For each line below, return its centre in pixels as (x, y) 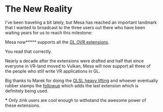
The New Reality (39, 9)
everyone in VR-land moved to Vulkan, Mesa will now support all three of (78, 66)
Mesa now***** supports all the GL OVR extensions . (57, 42)
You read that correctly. (29, 51)
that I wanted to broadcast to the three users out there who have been (75, 27)
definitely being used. (27, 91)
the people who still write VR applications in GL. (53, 71)
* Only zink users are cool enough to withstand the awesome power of (76, 100)
